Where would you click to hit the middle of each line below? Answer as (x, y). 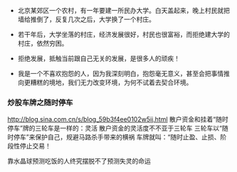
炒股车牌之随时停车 (40, 102)
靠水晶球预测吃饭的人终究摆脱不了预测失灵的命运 (79, 161)
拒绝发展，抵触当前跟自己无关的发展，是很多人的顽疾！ (99, 58)
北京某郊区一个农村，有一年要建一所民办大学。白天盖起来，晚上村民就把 (123, 10)
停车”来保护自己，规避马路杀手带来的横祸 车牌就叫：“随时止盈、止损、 (117, 137)
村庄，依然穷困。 (43, 43)
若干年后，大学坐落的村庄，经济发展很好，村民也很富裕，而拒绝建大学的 (123, 34)
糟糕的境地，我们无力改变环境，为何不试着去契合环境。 (111, 82)
